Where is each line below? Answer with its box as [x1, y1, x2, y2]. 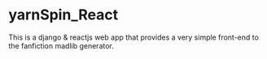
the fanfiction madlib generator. [8, 40, 114, 50]
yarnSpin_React [8, 6, 119, 24]
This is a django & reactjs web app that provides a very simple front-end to [8, 32, 259, 42]
